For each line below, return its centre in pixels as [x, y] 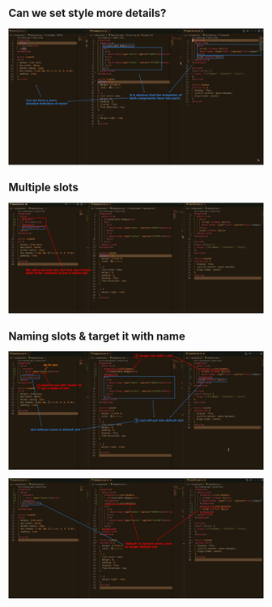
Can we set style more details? [87, 13]
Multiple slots [44, 188]
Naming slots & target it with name [97, 336]
